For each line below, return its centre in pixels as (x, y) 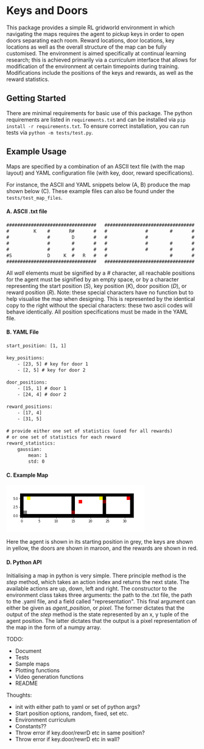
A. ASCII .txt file (27, 211)
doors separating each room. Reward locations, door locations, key (90, 40)
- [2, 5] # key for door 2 (51, 370)
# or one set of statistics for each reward (64, 437)
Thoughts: (19, 695)
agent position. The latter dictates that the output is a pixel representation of (102, 621)
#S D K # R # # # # (100, 255)
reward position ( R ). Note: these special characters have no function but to (100, 292)
